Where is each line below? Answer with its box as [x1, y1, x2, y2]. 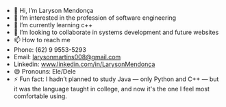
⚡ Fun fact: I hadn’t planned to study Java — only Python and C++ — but [13, 75, 219, 83]
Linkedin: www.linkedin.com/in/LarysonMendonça [13, 60, 155, 68]
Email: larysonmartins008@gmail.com [13, 53, 121, 61]
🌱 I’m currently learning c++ [13, 21, 93, 29]
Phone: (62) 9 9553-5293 [13, 46, 87, 54]
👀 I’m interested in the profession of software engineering [13, 14, 177, 22]
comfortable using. [13, 92, 67, 100]
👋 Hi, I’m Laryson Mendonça [13, 7, 94, 14]
